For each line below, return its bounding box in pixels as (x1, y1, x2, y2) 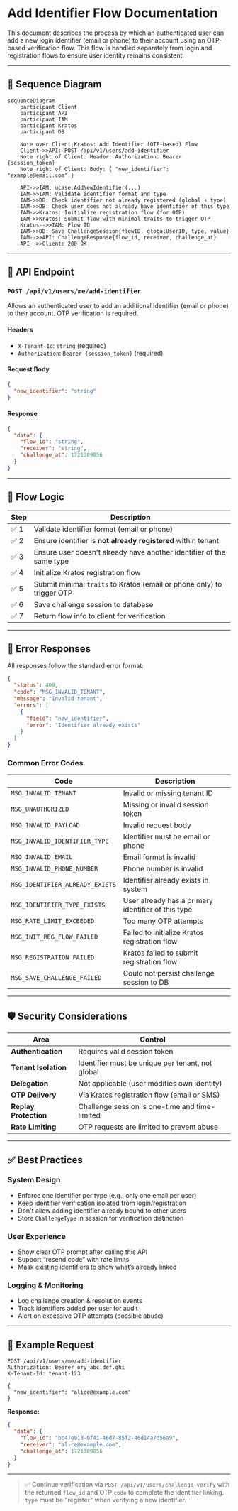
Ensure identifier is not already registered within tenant (33, 535, 220, 545)
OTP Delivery (11, 1090, 57, 1100)
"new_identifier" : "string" (13, 387, 97, 395)
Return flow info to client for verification (33, 611, 166, 621)
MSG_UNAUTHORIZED (11, 805, 69, 814)
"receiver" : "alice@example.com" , (20, 1441, 122, 1448)
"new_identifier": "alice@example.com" (13, 1389, 132, 1396)
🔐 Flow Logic (7, 491, 65, 503)
